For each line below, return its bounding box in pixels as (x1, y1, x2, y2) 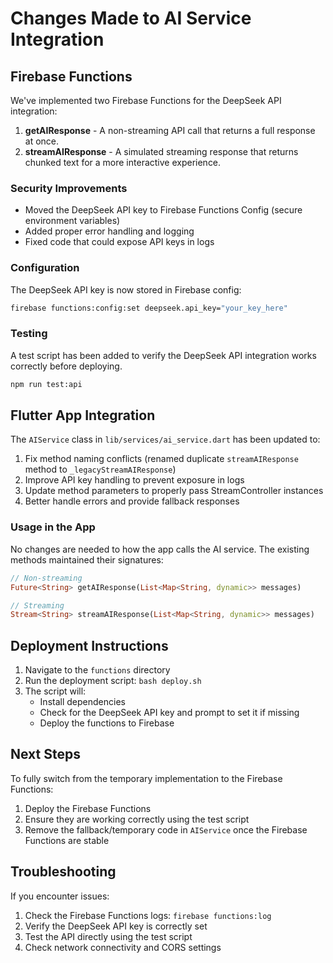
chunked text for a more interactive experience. (24, 157, 222, 168)
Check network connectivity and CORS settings (24, 941, 222, 953)
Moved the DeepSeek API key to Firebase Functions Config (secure (24, 204, 303, 216)
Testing (10, 327, 48, 341)
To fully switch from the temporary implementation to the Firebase (10, 772, 283, 784)
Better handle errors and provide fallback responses (24, 495, 240, 507)
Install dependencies (39, 696, 126, 708)
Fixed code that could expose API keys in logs (24, 236, 215, 248)
